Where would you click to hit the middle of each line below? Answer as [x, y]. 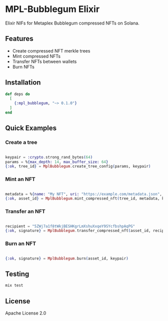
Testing [17, 274]
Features [19, 39]
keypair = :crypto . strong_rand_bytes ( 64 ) [49, 157]
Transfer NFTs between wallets [44, 61]
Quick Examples [31, 128]
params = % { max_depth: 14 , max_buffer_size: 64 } [57, 162]
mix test [14, 285]
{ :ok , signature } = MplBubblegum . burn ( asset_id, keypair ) [67, 258]
